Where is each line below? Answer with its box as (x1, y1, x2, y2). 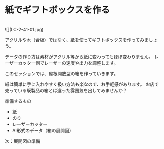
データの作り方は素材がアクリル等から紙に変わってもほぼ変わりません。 (5, 53, 153, 60)
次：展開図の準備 (5, 138, 40, 144)
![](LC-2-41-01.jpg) (5, 26, 44, 32)
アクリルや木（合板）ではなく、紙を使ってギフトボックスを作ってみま (5, 37, 149, 43)
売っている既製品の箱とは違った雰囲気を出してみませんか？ (5, 87, 127, 93)
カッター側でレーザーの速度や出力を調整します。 (18, 60, 119, 66)
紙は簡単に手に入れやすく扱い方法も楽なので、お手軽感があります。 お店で (5, 81, 159, 87)
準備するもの (5, 98, 31, 104)
